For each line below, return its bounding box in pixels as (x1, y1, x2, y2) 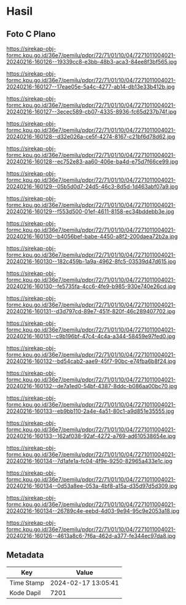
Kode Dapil (9, 588, 41, 597)
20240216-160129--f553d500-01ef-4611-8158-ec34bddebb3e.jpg (6, 208, 174, 215)
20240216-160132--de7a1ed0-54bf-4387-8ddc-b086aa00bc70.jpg (6, 383, 177, 389)
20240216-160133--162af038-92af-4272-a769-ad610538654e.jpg (6, 432, 176, 440)
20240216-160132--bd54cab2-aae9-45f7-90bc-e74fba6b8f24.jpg (6, 357, 176, 365)
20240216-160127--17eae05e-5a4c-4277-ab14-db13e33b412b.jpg (6, 83, 175, 90)
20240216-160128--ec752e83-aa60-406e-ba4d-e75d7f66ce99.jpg (6, 158, 179, 165)
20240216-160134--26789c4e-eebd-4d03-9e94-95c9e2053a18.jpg (6, 507, 180, 514)
